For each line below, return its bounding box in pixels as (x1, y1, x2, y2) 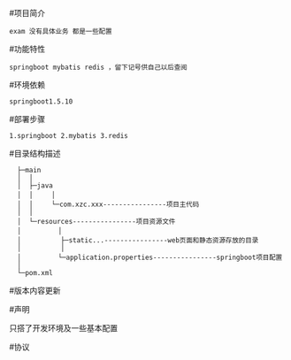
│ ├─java (17, 181, 53, 190)
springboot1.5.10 (9, 97, 73, 106)
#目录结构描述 (9, 149, 61, 158)
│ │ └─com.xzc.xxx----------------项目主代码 (17, 200, 200, 209)
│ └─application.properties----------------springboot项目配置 (17, 253, 283, 262)
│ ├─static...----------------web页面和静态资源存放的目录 (17, 236, 259, 245)
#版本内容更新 (9, 286, 61, 295)
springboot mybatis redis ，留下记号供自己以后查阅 (9, 63, 188, 72)
